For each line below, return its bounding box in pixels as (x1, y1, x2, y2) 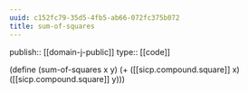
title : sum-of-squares (9, 22, 95, 31)
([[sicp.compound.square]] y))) (9, 73, 125, 84)
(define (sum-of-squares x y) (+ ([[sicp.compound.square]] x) (9, 64, 240, 75)
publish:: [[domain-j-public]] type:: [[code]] (9, 46, 170, 57)
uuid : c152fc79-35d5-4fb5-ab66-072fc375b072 (9, 13, 180, 23)
